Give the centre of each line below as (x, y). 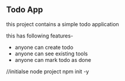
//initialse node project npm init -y (48, 71)
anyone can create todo (44, 47)
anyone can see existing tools (51, 54)
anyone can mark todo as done (53, 60)
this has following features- (40, 36)
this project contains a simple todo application (62, 24)
